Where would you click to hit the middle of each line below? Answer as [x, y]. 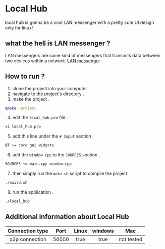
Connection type [28, 231]
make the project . [31, 99]
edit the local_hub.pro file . [40, 118]
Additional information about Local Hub [67, 217]
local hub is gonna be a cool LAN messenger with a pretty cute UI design [80, 22]
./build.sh [16, 183]
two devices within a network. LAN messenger [53, 61]
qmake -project [21, 108]
